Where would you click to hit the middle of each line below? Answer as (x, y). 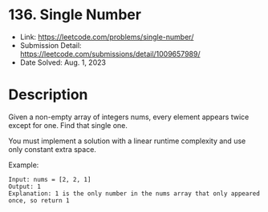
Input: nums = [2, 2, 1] (50, 179)
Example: (24, 165)
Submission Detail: (51, 45)
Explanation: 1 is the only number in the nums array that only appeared (134, 194)
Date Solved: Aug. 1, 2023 (63, 62)
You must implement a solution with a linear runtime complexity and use (127, 141)
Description (48, 95)
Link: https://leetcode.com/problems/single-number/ (107, 37)
